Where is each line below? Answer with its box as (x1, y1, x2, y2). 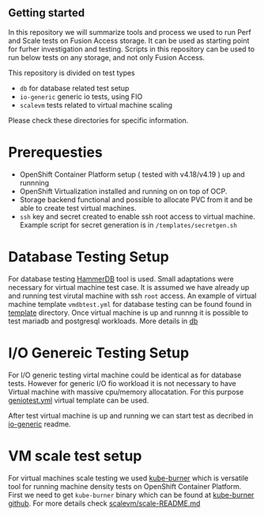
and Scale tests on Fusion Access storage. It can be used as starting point (8, 36, 250, 45)
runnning (19, 178, 50, 187)
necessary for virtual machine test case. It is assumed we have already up (8, 282, 250, 292)
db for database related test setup (19, 83, 130, 93)
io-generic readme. (8, 419, 71, 429)
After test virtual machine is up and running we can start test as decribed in (8, 411, 254, 420)
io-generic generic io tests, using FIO (19, 91, 143, 101)
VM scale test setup (8, 447, 142, 464)
